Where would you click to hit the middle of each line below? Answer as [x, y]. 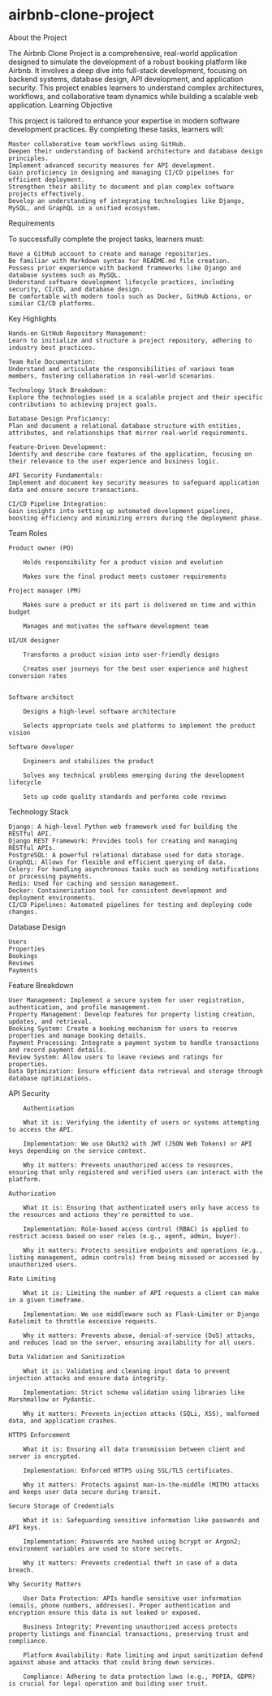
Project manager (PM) [45, 590]
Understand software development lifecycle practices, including [121, 282]
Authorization [32, 1193]
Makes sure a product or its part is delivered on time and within [139, 605]
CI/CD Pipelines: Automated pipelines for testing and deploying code [130, 904]
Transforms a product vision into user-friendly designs [121, 654]
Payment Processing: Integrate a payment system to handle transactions [134, 1042]
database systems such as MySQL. [65, 275]
